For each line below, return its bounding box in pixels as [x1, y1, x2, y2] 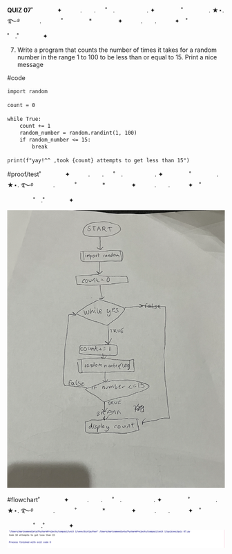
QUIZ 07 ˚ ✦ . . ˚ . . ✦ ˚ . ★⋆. [7, 6, 224, 14]
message [17, 61, 43, 68]
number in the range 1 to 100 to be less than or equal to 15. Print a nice [17, 53, 217, 61]
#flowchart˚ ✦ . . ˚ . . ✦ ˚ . [7, 495, 217, 504]
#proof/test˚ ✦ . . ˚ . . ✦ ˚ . [7, 170, 219, 178]
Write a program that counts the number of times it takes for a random [17, 46, 217, 54]
